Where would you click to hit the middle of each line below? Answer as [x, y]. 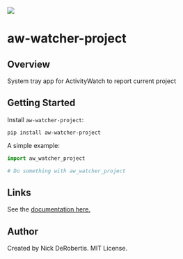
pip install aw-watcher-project [54, 133]
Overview [29, 64]
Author [23, 231]
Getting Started [41, 103]
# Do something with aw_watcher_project [67, 171]
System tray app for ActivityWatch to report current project [91, 81]
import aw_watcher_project [46, 158]
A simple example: [34, 145]
